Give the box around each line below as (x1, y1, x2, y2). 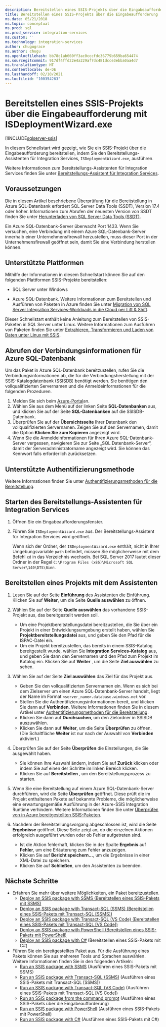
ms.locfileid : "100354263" (5, 76, 61, 81)
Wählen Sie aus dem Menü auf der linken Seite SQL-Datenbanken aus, (12, 403, 157, 409)
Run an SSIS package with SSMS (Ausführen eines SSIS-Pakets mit (19, 964, 157, 970)
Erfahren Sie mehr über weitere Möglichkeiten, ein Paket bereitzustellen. (12, 890, 160, 896)
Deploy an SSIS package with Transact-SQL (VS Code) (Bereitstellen (19, 916, 160, 922)
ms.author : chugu (5, 49, 41, 54)
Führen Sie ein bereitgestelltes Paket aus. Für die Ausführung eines (12, 948, 149, 954)
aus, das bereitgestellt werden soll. (28, 612, 99, 618)
